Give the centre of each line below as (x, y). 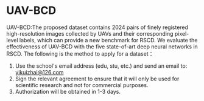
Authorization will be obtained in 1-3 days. (68, 91)
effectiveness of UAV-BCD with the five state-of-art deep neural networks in (102, 47)
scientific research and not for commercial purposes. (82, 85)
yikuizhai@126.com (39, 72)
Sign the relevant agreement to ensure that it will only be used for (97, 79)
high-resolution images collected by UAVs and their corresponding (90, 33)
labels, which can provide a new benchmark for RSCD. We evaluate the (108, 40)
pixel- (182, 33)
